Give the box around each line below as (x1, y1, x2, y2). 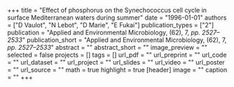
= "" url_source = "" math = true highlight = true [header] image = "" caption (7, 66, 228, 74)
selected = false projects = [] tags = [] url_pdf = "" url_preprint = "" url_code (7, 51, 227, 59)
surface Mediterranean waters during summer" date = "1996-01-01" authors (7, 13, 227, 22)
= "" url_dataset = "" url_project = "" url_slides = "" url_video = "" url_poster (7, 58, 226, 66)
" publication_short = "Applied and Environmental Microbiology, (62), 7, (22, 36, 227, 44)
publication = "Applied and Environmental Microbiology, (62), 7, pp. (7, 28, 201, 36)
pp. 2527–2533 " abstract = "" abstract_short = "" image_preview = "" (7, 43, 208, 51)
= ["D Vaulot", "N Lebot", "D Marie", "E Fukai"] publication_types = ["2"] (7, 21, 214, 29)
